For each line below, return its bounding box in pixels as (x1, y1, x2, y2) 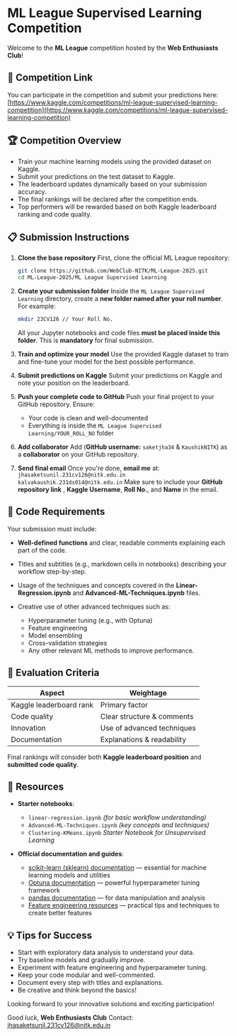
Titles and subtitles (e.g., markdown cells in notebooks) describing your (17, 560, 226, 568)
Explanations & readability (100, 734, 187, 744)
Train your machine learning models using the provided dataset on (17, 157, 212, 165)
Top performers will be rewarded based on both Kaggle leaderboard (17, 202, 217, 211)
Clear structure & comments (100, 711, 194, 721)
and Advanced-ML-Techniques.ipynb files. (72, 588, 201, 597)
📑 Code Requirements (7, 506, 105, 518)
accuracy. (17, 187, 47, 196)
